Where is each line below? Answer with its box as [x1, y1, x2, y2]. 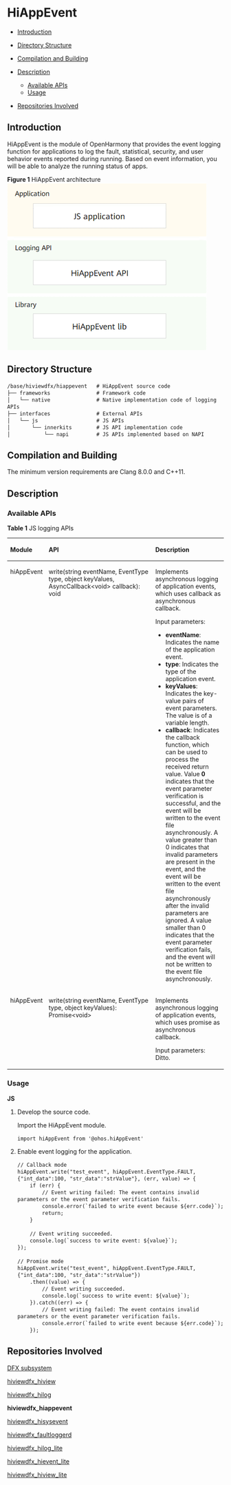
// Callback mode [16, 1161, 67, 1168]
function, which [165, 740, 210, 749]
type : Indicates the [165, 660, 219, 668]
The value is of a [165, 711, 212, 719]
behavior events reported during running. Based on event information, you [7, 154, 218, 163]
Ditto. [155, 1054, 170, 1062]
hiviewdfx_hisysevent [7, 1417, 69, 1425]
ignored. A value [165, 916, 212, 924]
